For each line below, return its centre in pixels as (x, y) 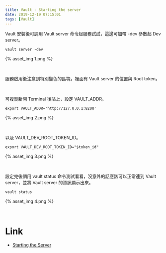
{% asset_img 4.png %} (29, 201)
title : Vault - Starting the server (43, 10)
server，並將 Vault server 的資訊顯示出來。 (49, 183)
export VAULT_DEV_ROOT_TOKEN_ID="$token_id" (52, 147)
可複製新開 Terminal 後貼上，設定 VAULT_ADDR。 (56, 99)
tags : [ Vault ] (20, 19)
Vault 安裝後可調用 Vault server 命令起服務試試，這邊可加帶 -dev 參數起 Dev (83, 34)
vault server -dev (24, 50)
